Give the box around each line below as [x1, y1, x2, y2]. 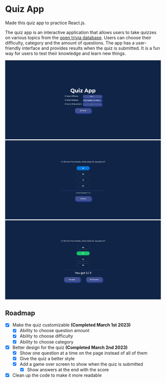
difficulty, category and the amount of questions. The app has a [5, 40, 135, 45]
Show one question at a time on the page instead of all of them [19, 350, 148, 356]
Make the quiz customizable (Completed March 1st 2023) [12, 322, 131, 328]
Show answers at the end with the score [27, 367, 109, 373]
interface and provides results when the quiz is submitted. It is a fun [22, 45, 160, 51]
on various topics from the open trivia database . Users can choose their [5, 35, 152, 41]
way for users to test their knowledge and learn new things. [5, 50, 126, 56]
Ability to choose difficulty [19, 333, 73, 339]
